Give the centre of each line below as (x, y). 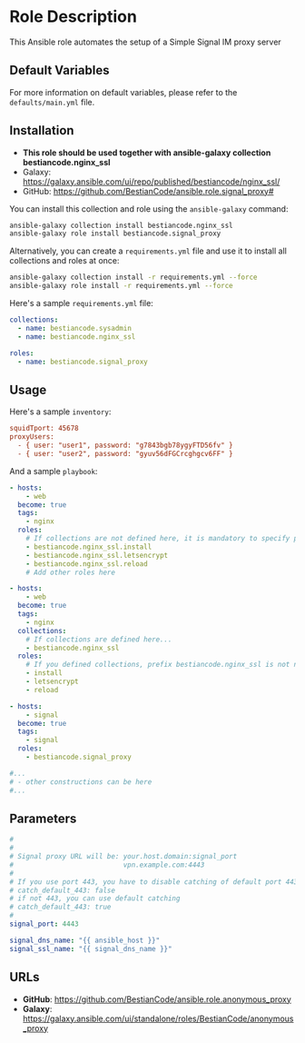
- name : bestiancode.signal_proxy (83, 362)
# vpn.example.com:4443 (107, 865)
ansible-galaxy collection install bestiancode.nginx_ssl (121, 225)
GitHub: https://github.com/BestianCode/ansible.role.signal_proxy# (148, 191)
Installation (42, 130)
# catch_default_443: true (60, 907)
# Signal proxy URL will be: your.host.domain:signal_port (123, 857)
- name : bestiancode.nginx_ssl (77, 337)
